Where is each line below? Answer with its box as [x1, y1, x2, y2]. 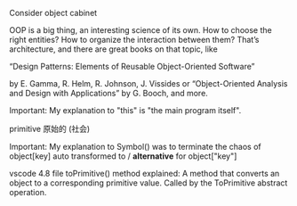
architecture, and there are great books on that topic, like [9, 44, 218, 54]
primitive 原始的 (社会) [9, 124, 91, 134]
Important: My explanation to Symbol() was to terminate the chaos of [9, 142, 261, 152]
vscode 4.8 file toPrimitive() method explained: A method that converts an [9, 169, 280, 178]
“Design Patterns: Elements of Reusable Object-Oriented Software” [9, 62, 255, 71]
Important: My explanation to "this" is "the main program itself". [9, 105, 242, 115]
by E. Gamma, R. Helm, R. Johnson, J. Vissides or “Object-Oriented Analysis [9, 78, 288, 88]
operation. [9, 187, 47, 197]
